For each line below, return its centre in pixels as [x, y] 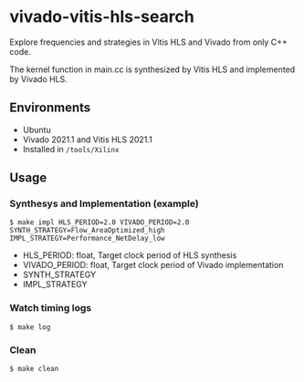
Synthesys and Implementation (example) [104, 204]
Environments [50, 108]
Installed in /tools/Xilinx [71, 149]
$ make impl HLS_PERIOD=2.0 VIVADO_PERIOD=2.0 [100, 222]
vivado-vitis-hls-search [102, 17]
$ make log [30, 327]
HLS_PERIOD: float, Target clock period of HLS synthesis [130, 255]
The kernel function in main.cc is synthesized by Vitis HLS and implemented [152, 69]
